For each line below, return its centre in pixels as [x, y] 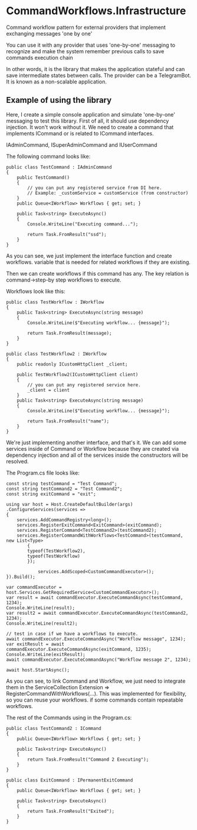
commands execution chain [40, 57]
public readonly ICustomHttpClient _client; [72, 364]
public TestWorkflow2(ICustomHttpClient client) [78, 374]
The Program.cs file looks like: [43, 473]
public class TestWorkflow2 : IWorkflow [57, 354]
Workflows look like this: [36, 291]
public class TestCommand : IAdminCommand [59, 167]
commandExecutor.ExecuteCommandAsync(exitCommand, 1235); [79, 649]
